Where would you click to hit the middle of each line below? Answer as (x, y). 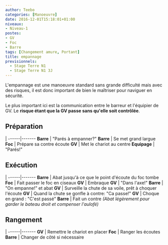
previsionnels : (21, 61)
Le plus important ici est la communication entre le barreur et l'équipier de (82, 105)
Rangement (24, 220)
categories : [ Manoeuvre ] (31, 15)
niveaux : (14, 24)
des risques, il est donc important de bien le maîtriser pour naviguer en (79, 90)
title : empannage (23, 57)
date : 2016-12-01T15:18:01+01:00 (40, 19)
